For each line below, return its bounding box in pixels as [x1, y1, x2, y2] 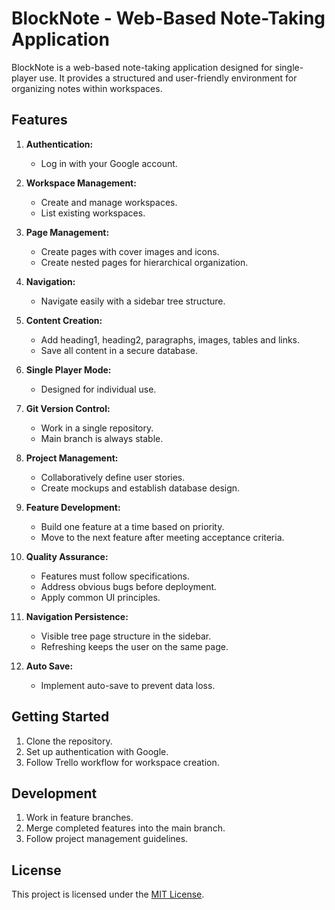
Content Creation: [25, 314, 103, 326]
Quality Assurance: [25, 550, 109, 562]
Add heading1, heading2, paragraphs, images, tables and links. [40, 333, 301, 346]
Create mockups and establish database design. [40, 482, 241, 494]
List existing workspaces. [40, 207, 146, 219]
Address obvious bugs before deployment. [40, 580, 218, 592]
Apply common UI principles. [40, 591, 161, 603]
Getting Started [11, 708, 110, 726]
